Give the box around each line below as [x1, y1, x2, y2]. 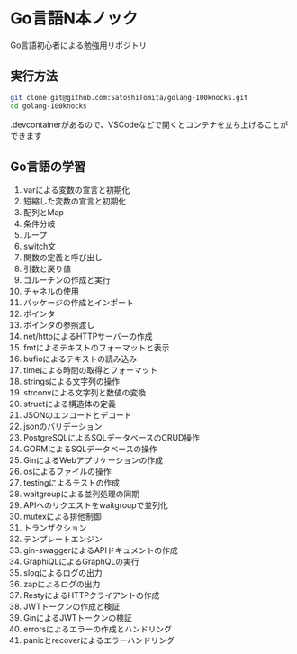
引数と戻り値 [22, 263, 71, 275]
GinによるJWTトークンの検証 [22, 613, 133, 623]
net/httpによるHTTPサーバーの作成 [22, 331, 153, 342]
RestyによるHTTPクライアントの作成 [22, 590, 160, 601]
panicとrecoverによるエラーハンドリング [22, 635, 175, 646]
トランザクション [22, 522, 87, 533]
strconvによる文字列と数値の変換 [22, 387, 147, 398]
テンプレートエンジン [22, 533, 103, 545]
